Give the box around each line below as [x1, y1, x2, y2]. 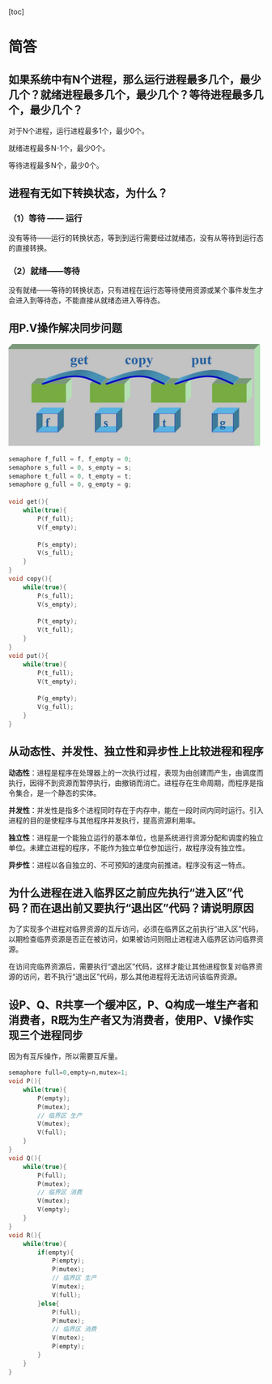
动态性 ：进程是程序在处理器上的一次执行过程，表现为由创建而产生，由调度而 [8, 767, 264, 777]
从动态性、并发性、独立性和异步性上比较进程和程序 [8, 745, 264, 759]
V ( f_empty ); [37, 523, 79, 531]
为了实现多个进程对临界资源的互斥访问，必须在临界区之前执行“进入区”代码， [8, 924, 263, 934]
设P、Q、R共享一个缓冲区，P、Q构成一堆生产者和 [8, 998, 259, 1012]
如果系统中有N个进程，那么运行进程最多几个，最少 [8, 72, 261, 86]
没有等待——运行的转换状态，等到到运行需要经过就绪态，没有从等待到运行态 [8, 233, 264, 243]
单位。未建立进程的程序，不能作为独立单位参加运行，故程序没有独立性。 [8, 843, 249, 853]
